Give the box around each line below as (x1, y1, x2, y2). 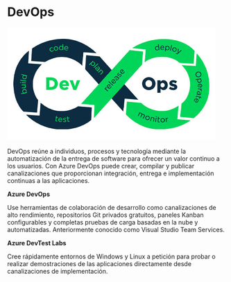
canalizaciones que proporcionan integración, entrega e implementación (7, 169, 214, 177)
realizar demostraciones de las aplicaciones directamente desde (7, 259, 192, 267)
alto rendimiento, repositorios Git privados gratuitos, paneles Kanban (7, 211, 204, 219)
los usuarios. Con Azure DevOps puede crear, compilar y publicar (7, 161, 195, 170)
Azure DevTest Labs (7, 238, 67, 247)
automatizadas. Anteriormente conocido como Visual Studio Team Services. (7, 225, 225, 233)
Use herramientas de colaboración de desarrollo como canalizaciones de (7, 203, 216, 211)
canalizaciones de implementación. (7, 267, 108, 275)
